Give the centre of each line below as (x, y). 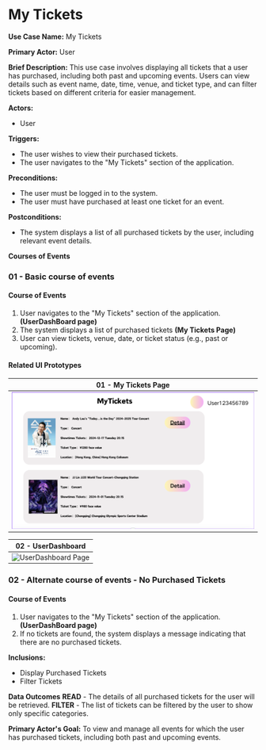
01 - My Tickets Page (133, 385)
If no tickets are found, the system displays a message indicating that (133, 633)
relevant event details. (56, 240)
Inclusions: (27, 657)
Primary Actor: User (42, 52)
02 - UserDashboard (51, 545)
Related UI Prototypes (45, 365)
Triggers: (24, 138)
